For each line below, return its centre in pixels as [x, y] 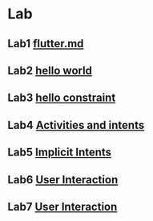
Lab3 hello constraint [62, 98]
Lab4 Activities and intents [76, 125]
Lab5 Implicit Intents [60, 153]
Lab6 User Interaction [63, 180]
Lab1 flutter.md [46, 44]
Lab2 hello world [50, 70]
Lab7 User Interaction [62, 206]
